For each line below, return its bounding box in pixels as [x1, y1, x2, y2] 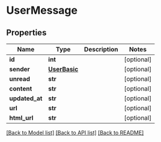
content [9, 84, 32, 93]
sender [9, 65, 30, 73]
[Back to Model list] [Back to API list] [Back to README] [6, 129, 144, 136]
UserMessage [6, 4, 78, 17]
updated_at [9, 94, 43, 102]
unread [9, 75, 31, 83]
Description [84, 46, 118, 53]
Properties [6, 28, 47, 38]
